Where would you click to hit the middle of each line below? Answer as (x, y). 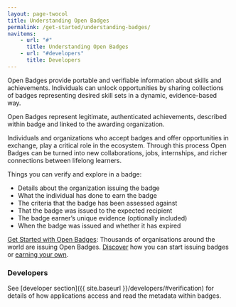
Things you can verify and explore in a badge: (75, 174)
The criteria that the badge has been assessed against (97, 203)
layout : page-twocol (38, 14)
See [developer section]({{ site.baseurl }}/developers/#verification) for (111, 289)
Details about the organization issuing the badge (88, 188)
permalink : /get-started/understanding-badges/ (79, 27)
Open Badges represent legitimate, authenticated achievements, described (117, 116)
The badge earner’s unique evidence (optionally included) (102, 218)
